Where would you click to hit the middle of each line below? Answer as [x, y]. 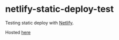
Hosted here [18, 32]
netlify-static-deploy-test [59, 9]
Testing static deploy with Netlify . [39, 23]
